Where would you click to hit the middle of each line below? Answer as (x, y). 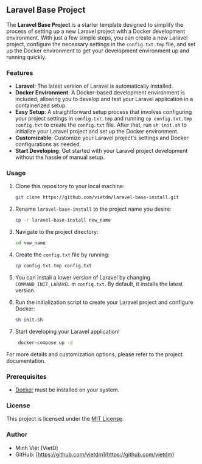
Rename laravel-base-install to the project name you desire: (93, 209)
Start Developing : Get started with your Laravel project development (101, 151)
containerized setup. (41, 105)
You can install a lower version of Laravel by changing (83, 277)
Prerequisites (26, 376)
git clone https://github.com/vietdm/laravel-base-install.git (97, 197)
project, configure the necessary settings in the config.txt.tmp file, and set (101, 44)
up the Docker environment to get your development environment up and (98, 51)
